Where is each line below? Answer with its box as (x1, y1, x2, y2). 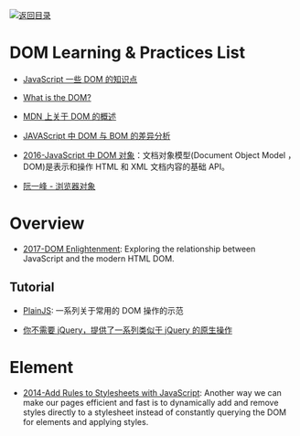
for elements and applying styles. (22, 416, 149, 427)
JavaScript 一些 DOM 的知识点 (22, 73, 138, 84)
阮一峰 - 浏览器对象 (22, 180, 96, 191)
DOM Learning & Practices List (9, 42, 245, 63)
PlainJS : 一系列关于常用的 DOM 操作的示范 (22, 304, 184, 315)
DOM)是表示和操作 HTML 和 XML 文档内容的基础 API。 (22, 161, 230, 172)
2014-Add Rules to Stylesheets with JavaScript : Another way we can (22, 387, 282, 398)
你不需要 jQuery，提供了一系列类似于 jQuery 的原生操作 (22, 324, 233, 335)
